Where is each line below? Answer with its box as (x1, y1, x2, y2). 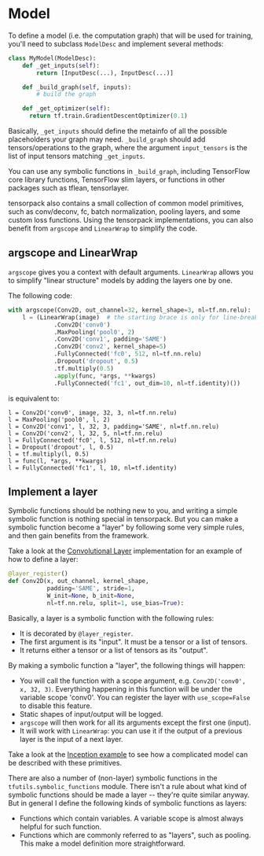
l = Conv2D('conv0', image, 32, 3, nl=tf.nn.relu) (8, 408, 178, 417)
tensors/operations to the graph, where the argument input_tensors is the (8, 143, 247, 153)
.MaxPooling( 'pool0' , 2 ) (53, 328, 135, 336)
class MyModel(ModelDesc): (8, 54, 97, 62)
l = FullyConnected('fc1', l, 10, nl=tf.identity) (8, 463, 178, 472)
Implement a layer (8, 485, 98, 498)
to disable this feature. (19, 701, 93, 710)
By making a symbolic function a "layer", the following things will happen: (8, 660, 246, 670)
